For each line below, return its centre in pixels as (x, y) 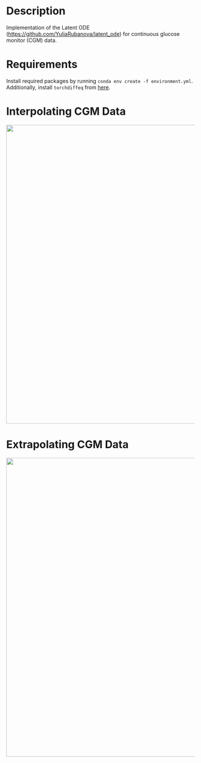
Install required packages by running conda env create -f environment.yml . (100, 81)
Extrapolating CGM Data (68, 445)
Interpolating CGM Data (66, 111)
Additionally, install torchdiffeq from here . (58, 87)
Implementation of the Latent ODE (48, 27)
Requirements (42, 65)
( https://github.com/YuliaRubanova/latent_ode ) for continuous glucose (93, 33)
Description (36, 11)
